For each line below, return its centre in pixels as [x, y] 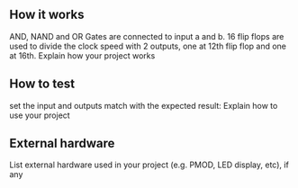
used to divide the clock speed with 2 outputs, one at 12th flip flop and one [148, 46]
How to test [42, 84]
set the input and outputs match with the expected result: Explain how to [144, 105]
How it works [47, 15]
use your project [40, 115]
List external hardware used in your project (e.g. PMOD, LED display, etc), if [149, 165]
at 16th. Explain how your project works [82, 55]
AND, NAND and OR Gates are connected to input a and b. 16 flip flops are [147, 36]
